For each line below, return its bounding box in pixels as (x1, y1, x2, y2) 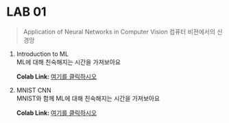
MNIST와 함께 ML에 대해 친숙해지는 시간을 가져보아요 (16, 94, 160, 102)
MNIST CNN (16, 86, 51, 94)
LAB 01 (6, 4, 47, 20)
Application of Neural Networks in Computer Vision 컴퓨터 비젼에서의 (23, 27, 216, 36)
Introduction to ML (16, 49, 69, 58)
